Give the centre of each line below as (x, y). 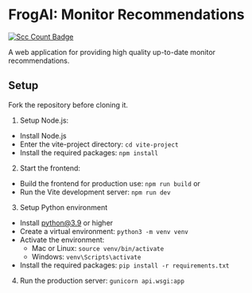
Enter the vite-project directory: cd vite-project (99, 144)
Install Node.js (43, 135)
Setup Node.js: (44, 120)
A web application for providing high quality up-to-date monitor (112, 52)
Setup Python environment (64, 207)
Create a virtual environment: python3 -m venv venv (104, 231)
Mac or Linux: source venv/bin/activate (98, 248)
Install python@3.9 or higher (66, 223)
